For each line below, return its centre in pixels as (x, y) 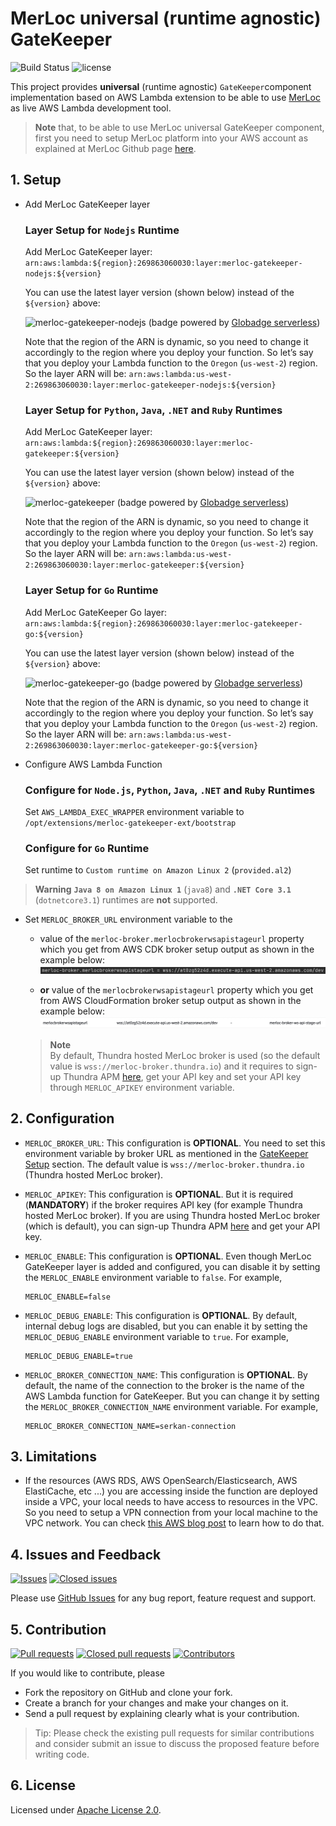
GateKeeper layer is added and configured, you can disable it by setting (172, 1266)
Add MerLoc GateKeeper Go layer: (95, 612)
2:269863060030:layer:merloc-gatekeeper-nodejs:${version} (150, 385)
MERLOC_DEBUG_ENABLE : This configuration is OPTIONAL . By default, (161, 1315)
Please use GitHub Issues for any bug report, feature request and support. (163, 1598)
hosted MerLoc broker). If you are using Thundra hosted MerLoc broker (172, 1215)
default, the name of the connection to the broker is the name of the (164, 1385)
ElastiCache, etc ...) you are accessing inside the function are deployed (171, 1491)
